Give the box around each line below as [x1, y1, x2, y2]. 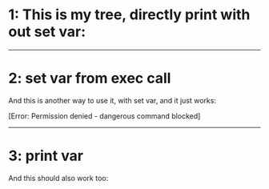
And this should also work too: [8, 173, 109, 183]
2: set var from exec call [8, 70, 171, 87]
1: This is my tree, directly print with [8, 6, 251, 24]
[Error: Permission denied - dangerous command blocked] [8, 111, 201, 121]
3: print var [8, 147, 84, 165]
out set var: [8, 22, 86, 41]
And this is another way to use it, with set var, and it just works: [8, 95, 216, 105]
